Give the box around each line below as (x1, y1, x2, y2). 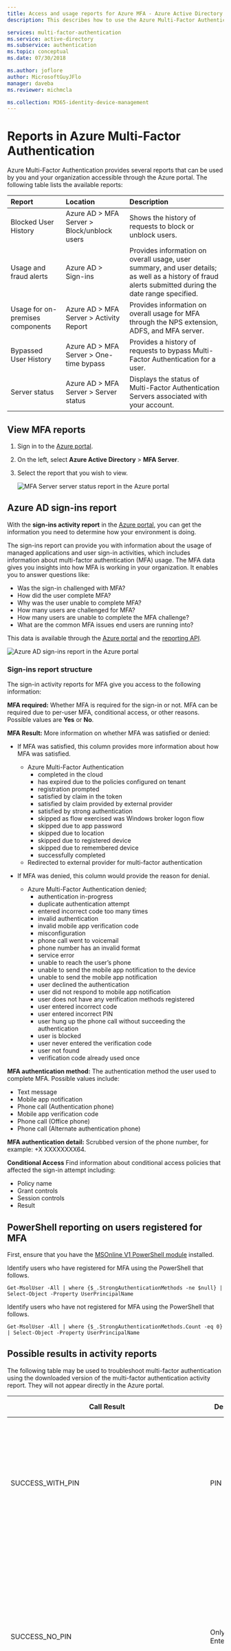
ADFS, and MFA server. (129, 326, 205, 335)
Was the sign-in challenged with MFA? (16, 584, 126, 592)
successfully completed (37, 851, 106, 859)
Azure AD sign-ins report (7, 502, 117, 514)
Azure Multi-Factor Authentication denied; (27, 885, 147, 894)
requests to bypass (129, 346, 191, 355)
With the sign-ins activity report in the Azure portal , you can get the (7, 520, 201, 529)
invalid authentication (37, 915, 98, 923)
